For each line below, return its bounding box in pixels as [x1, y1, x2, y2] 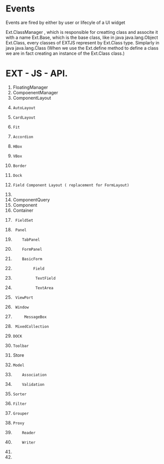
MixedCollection [15, 324, 49, 329]
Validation [22, 382, 45, 387]
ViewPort [15, 295, 34, 300]
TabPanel [22, 237, 40, 242]
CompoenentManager [12, 89, 58, 95]
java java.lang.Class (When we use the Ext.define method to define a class [5, 45, 159, 51]
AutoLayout [12, 105, 36, 110]
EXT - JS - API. [5, 68, 68, 79]
